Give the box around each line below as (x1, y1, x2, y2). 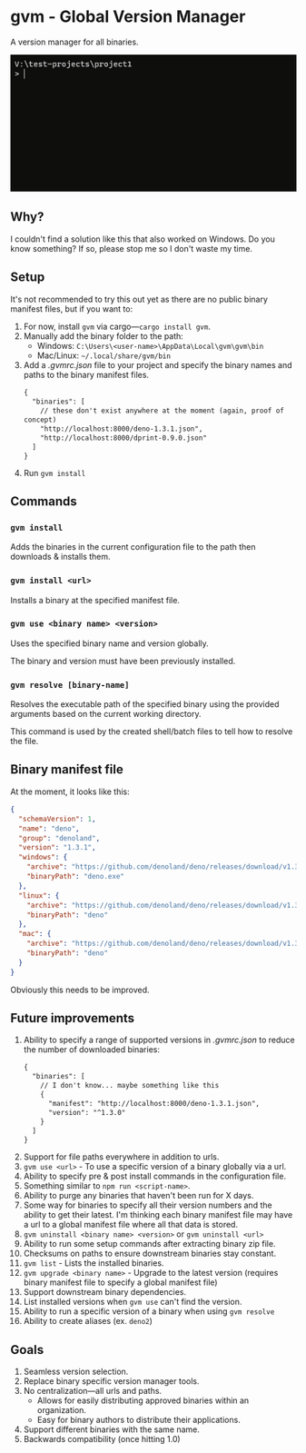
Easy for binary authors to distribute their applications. (36, 1415, 242, 1426)
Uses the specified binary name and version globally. (10, 638, 210, 649)
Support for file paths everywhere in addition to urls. (23, 1151, 220, 1162)
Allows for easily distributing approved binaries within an (36, 1395, 250, 1406)
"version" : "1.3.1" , (18, 843, 96, 852)
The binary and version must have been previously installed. (10, 655, 236, 666)
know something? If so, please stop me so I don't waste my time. (10, 243, 253, 254)
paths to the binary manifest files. (23, 369, 149, 380)
